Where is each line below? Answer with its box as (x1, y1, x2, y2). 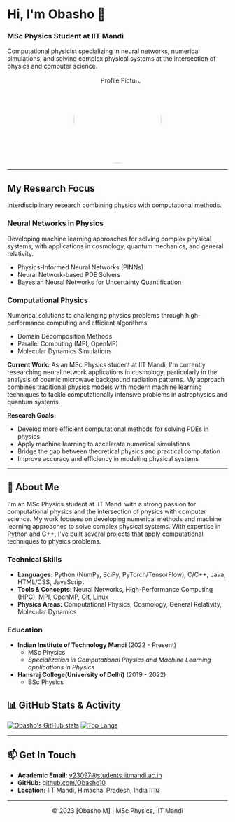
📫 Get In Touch (7, 749, 76, 761)
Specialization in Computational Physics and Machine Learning (27, 656, 211, 664)
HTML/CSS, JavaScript (17, 578, 85, 586)
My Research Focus (7, 182, 96, 194)
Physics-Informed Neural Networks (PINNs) (17, 262, 144, 271)
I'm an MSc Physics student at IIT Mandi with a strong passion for (7, 499, 197, 508)
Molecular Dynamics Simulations (17, 346, 112, 355)
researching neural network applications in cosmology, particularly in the (7, 367, 218, 376)
